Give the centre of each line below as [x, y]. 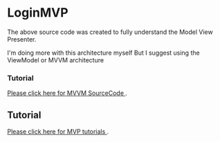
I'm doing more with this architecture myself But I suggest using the [103, 53]
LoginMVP [38, 13]
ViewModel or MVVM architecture [56, 60]
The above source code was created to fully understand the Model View [110, 32]
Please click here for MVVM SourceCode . [67, 93]
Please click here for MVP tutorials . [58, 132]
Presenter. [22, 39]
